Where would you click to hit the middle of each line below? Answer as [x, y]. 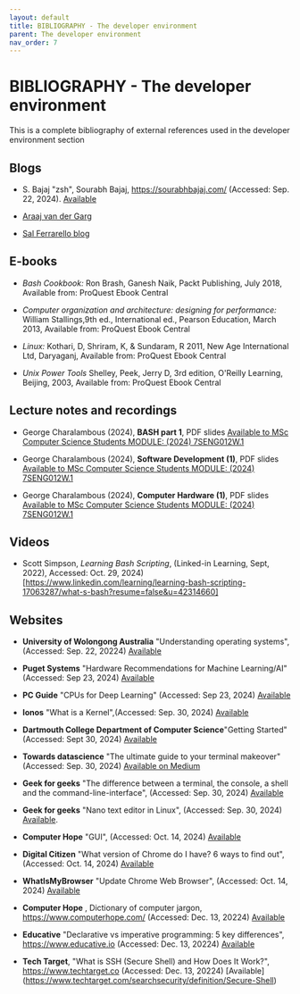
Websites [36, 620]
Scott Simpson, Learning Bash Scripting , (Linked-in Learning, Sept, [146, 564]
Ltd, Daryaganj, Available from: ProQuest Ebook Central [124, 355]
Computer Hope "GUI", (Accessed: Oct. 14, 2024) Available [131, 837]
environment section [47, 140]
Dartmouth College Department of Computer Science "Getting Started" [154, 730]
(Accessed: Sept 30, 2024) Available [90, 739]
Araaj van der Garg [57, 216]
